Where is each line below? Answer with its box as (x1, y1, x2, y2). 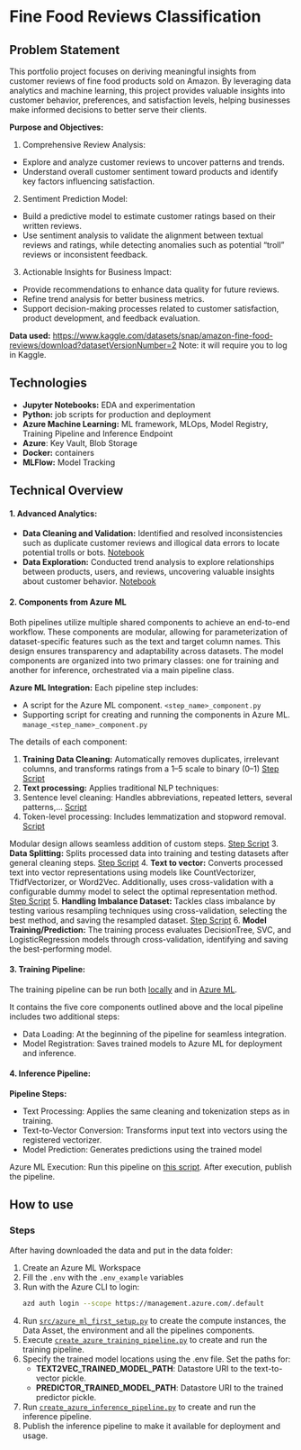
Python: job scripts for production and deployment (22, 408, 211, 420)
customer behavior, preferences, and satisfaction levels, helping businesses (9, 95, 290, 105)
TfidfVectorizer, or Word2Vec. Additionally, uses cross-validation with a (9, 876, 274, 887)
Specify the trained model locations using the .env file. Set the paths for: (22, 1354, 291, 1364)
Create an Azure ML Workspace (22, 1262, 141, 1272)
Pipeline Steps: (9, 1089, 67, 1099)
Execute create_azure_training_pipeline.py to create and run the (22, 1334, 268, 1345)
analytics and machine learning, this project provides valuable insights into (9, 86, 286, 96)
